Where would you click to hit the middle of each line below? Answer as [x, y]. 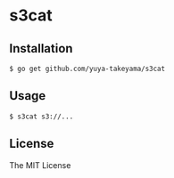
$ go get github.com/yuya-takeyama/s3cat [87, 69]
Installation [41, 49]
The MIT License [40, 165]
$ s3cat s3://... [41, 117]
